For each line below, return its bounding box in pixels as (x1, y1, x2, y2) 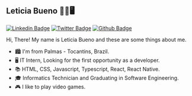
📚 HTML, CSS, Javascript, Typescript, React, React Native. (14, 65, 160, 72)
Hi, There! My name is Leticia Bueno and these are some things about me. (6, 36, 187, 43)
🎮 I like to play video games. (14, 83, 86, 90)
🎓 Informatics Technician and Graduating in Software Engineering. (14, 74, 179, 81)
